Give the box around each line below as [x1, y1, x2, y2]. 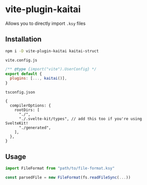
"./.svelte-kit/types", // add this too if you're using [18, 117, 142, 122]
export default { [5, 71, 42, 77]
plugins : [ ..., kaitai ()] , [10, 76, 67, 81]
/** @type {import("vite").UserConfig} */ [5, 66, 97, 71]
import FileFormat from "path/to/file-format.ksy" [5, 166, 115, 171]
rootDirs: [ [14, 107, 40, 113]
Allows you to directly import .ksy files [5, 20, 86, 26]
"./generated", [18, 125, 51, 130]
